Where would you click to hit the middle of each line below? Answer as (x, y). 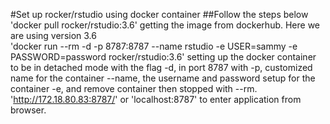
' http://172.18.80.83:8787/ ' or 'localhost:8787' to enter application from (156, 99)
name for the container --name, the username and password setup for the (163, 78)
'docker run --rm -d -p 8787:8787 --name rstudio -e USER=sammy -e (154, 46)
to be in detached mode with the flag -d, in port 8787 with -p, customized (161, 67)
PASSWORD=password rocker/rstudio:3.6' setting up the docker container (163, 57)
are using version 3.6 (53, 35)
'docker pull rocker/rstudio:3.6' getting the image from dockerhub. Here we (165, 25)
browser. (28, 110)
